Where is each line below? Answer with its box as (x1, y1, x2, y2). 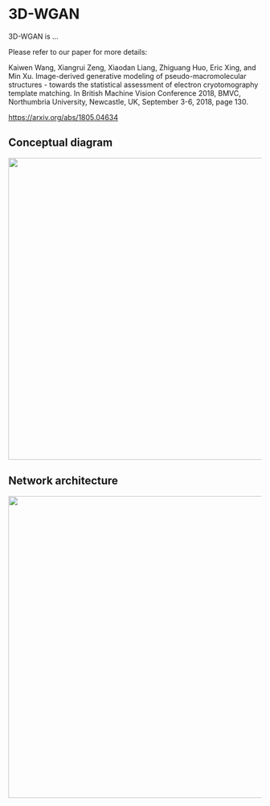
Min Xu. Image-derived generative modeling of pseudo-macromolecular (8, 71, 247, 81)
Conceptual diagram (8, 136, 113, 150)
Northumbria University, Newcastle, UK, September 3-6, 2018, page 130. (8, 97, 249, 106)
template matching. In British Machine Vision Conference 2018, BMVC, (8, 88, 241, 97)
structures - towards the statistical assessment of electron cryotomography (8, 80, 259, 89)
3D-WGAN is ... (8, 31, 59, 41)
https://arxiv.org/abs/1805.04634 (8, 112, 119, 122)
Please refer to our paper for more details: (8, 47, 148, 56)
